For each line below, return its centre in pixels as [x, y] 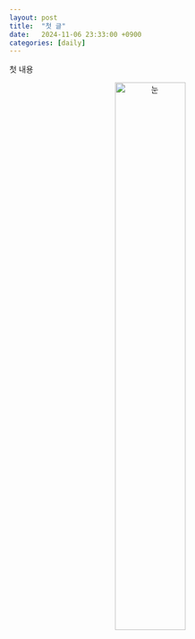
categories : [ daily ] [48, 43]
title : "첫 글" [38, 26]
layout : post [34, 18]
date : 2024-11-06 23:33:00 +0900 [76, 34]
